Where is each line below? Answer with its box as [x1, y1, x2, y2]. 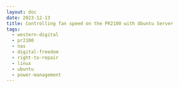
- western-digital [12, 32, 59, 38]
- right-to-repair [12, 55, 59, 61]
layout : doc [6, 9, 37, 15]
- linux [12, 60, 32, 66]
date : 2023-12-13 [6, 15, 51, 21]
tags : [6, 26, 20, 32]
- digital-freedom [12, 49, 59, 55]
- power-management [12, 72, 62, 78]
